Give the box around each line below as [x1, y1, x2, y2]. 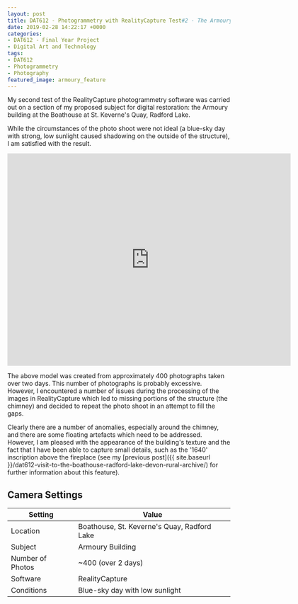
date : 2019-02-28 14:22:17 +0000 [7, 23, 106, 30]
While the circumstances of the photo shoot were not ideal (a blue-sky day [7, 125, 225, 133]
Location [11, 526, 40, 536]
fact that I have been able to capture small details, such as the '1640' [7, 445, 208, 454]
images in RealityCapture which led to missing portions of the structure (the [7, 394, 228, 403]
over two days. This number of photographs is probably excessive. [7, 380, 202, 388]
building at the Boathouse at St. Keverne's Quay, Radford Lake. [7, 110, 191, 119]
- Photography [7, 69, 50, 76]
